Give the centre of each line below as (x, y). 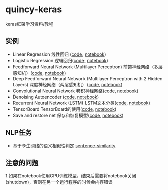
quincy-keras (34, 9)
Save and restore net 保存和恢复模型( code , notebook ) (68, 115)
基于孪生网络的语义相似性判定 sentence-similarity (64, 146)
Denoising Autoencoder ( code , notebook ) (56, 97)
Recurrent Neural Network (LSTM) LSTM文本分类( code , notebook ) (81, 103)
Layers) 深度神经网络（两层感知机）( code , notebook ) (67, 84)
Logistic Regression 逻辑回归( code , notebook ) (60, 60)
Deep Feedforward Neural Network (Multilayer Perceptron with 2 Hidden (88, 78)
